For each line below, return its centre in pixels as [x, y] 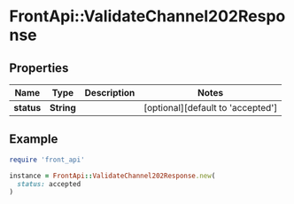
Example [34, 139]
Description [110, 93]
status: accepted [49, 184]
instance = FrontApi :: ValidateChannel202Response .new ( [112, 176]
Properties [39, 68]
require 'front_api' [47, 160]
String [63, 108]
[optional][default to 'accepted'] [210, 108]
